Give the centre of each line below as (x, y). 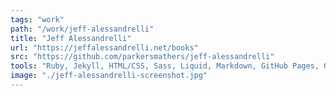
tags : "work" (37, 19)
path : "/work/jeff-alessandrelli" (82, 29)
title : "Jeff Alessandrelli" (71, 38)
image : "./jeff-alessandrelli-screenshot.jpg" (109, 76)
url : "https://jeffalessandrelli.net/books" (104, 47)
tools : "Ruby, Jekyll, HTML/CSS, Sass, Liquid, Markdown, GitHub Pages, (165, 66)
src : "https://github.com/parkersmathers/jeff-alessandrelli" (142, 57)
